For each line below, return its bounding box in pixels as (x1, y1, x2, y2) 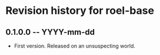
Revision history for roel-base (5, 4, 154, 17)
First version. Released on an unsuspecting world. (14, 42, 136, 49)
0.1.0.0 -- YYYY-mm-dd (5, 27, 95, 37)
